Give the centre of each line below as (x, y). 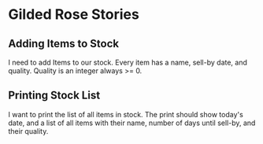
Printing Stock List (54, 96)
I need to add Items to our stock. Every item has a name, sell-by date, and (128, 62)
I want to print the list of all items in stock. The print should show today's (126, 114)
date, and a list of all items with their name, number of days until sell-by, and (132, 123)
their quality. (28, 131)
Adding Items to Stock (64, 44)
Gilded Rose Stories (74, 15)
